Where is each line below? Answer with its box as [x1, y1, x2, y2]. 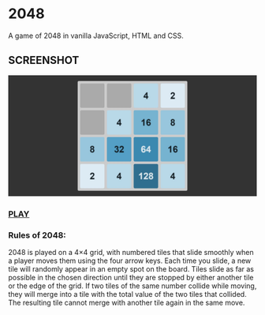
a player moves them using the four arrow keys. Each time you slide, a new [8, 256, 252, 265]
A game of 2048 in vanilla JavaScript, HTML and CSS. [8, 31, 184, 40]
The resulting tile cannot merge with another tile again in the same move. [8, 298, 245, 308]
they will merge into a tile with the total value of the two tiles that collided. [8, 290, 247, 299]
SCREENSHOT [8, 54, 80, 67]
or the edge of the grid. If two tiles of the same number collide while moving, [8, 281, 257, 291]
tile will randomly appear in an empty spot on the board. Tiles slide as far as [8, 264, 255, 274]
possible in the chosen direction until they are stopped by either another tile [8, 273, 254, 283]
